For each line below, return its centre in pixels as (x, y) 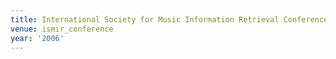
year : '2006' (37, 38)
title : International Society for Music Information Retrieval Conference (169, 19)
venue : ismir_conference (62, 29)
